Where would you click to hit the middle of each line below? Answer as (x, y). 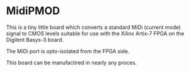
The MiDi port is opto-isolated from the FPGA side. (68, 51)
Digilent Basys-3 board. (35, 40)
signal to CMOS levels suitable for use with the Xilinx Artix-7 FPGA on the (95, 33)
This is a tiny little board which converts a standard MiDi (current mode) (94, 27)
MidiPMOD (33, 11)
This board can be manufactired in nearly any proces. (72, 63)
